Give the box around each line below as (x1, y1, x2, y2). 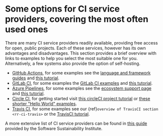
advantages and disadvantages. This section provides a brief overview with (5, 50, 157, 56)
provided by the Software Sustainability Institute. (5, 125, 103, 131)
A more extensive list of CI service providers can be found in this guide (5, 120, 147, 126)
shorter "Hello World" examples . (12, 101, 77, 106)
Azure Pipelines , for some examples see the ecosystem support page (12, 85, 152, 91)
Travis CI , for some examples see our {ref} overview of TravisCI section (12, 106, 159, 112)
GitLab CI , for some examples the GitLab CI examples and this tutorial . (12, 80, 153, 86)
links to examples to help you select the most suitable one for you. (5, 55, 138, 61)
